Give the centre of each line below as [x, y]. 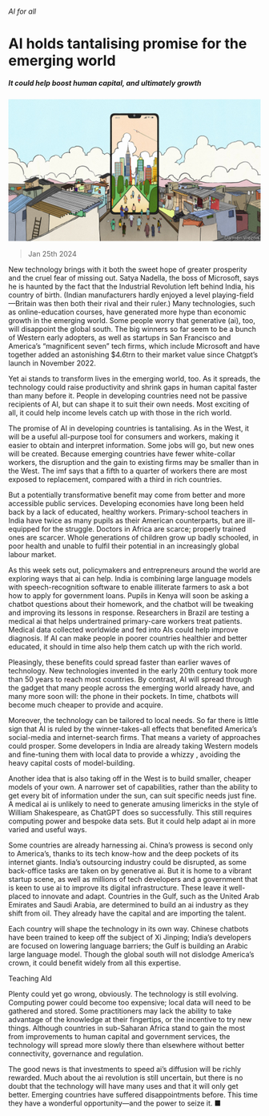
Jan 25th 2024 [52, 254]
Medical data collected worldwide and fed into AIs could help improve [123, 630]
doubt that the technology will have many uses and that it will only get [123, 1086]
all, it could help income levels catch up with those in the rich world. [120, 413]
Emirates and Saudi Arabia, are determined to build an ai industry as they [128, 905]
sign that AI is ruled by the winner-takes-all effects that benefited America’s [133, 729]
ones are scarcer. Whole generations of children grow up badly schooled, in [133, 538]
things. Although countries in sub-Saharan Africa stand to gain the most [127, 1028]
